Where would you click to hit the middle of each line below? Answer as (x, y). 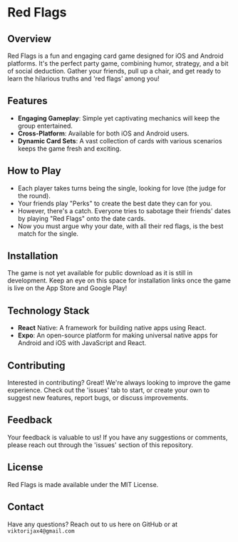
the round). (34, 195)
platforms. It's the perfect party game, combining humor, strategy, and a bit (118, 63)
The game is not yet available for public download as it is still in (100, 273)
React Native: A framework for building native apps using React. (112, 328)
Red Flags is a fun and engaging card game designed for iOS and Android (115, 56)
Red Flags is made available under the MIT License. (83, 484)
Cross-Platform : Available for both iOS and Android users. (103, 133)
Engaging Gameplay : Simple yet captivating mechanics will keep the (119, 118)
